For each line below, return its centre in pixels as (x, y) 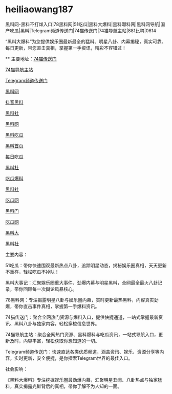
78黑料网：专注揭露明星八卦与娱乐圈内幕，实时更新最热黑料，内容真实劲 (82, 300)
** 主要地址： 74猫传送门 (31, 59)
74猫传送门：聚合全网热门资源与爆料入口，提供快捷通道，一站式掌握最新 (82, 317)
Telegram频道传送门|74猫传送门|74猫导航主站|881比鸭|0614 (93, 30)
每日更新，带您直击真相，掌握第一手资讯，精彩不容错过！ (66, 48)
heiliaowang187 (39, 9)
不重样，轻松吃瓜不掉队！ (32, 272)
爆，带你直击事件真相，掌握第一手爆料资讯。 (52, 306)
